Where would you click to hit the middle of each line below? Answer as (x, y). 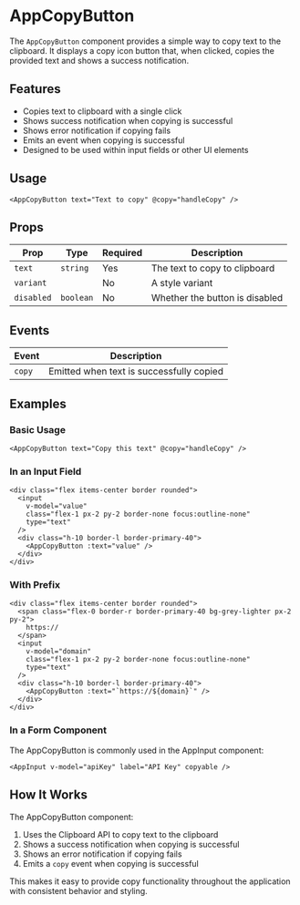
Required (122, 253)
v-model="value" (57, 507)
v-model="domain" (59, 652)
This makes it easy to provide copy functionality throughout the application (150, 881)
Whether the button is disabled (217, 298)
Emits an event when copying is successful (103, 140)
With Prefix (35, 585)
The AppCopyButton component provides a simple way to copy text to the (145, 41)
